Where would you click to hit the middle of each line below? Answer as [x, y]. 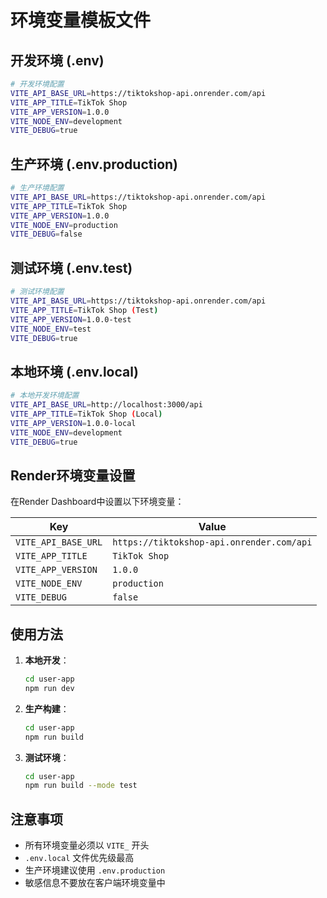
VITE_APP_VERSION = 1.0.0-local [73, 423]
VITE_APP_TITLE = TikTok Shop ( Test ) [84, 310]
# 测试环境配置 [37, 292]
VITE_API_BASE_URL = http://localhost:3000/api [106, 405]
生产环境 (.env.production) [94, 164]
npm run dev [49, 688]
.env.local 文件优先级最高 [79, 858]
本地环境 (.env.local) [74, 371]
